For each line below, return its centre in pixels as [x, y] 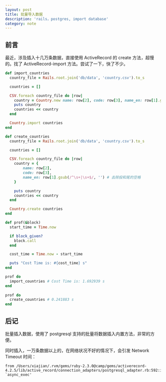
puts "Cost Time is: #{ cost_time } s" [48, 263]
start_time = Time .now [33, 227]
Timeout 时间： [21, 357]
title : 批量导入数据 [24, 14]
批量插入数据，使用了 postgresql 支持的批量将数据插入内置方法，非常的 [78, 334]
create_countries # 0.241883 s [42, 300]
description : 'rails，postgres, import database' [57, 19]
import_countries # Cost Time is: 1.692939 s [57, 281]
